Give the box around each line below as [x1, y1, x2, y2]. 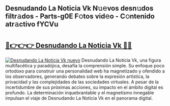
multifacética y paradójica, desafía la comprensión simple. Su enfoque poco [5, 63, 165, 68]
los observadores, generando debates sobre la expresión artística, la [5, 73, 150, 79]
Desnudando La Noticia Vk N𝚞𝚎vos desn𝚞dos [5, 4, 154, 13]
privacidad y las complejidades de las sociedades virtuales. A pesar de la [5, 79, 159, 85]
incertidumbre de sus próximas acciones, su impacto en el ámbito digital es [5, 84, 164, 90]
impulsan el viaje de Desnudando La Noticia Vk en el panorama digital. [5, 95, 153, 101]
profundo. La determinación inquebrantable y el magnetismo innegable [5, 90, 154, 96]
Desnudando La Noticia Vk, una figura [81, 57, 161, 63]
